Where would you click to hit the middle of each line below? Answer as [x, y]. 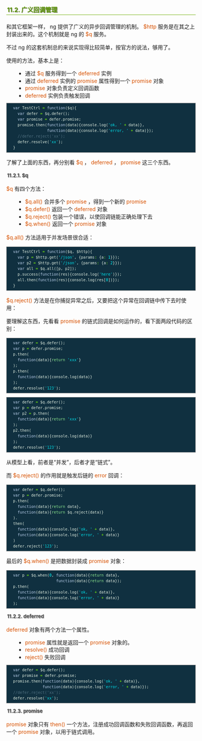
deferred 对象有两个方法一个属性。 [49, 629]
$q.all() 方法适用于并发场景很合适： [50, 237]
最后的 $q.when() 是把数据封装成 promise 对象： [66, 561]
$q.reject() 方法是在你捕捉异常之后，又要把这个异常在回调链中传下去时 [94, 300]
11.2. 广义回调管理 [32, 10]
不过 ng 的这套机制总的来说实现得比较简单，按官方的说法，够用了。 [90, 47]
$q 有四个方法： [26, 189]
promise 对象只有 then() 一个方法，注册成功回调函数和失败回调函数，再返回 [100, 724]
